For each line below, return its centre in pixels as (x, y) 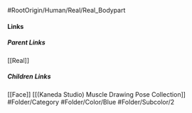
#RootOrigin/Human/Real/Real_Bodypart (66, 10)
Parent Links (26, 42)
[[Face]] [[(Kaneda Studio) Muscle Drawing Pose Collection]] (97, 94)
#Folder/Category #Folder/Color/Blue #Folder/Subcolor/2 (91, 102)
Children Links (29, 76)
